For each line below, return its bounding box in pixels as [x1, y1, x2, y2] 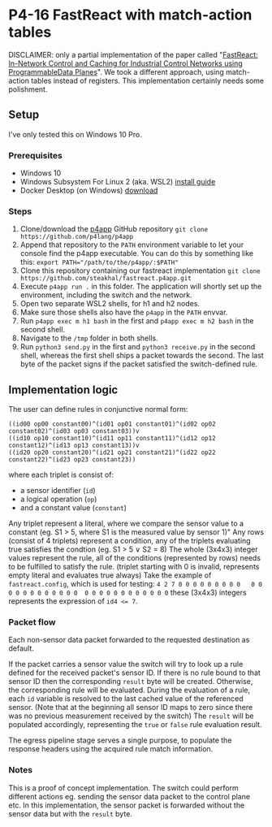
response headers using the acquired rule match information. [8, 744, 214, 754]
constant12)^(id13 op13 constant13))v [8, 441, 140, 450]
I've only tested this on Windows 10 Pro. [8, 129, 142, 139]
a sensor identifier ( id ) [19, 486, 96, 496]
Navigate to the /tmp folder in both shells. [19, 333, 158, 343]
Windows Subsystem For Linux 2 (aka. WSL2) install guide [19, 177, 216, 187]
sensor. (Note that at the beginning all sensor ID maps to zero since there [8, 703, 253, 712]
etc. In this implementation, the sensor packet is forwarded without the [8, 800, 245, 810]
